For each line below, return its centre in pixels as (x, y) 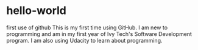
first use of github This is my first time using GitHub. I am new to (87, 27)
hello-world (37, 11)
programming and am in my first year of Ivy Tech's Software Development (99, 34)
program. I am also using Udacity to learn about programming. (84, 40)
